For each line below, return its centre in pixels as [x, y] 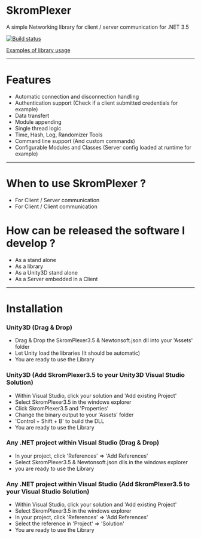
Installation [35, 308]
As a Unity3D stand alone [46, 272]
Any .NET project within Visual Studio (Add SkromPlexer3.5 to [98, 484]
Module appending [38, 122]
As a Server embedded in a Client [56, 279]
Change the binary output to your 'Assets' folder [74, 415]
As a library [29, 266]
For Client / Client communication [56, 206]
